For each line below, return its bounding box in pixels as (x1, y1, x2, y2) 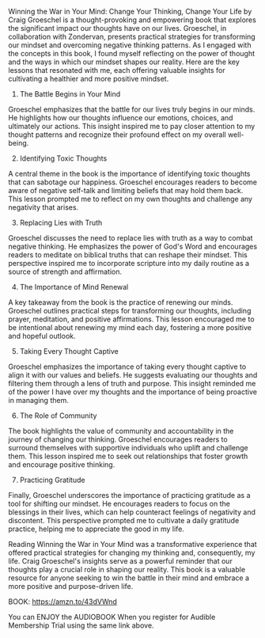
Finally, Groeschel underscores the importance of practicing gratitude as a (8, 491, 251, 499)
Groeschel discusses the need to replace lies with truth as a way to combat (8, 234, 253, 242)
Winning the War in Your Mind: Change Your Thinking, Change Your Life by (8, 7, 252, 16)
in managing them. (8, 396, 69, 404)
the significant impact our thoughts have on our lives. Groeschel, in (8, 24, 227, 32)
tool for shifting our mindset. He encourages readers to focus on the (8, 499, 231, 508)
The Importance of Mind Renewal (19, 283, 129, 291)
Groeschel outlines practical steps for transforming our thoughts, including (8, 306, 252, 315)
